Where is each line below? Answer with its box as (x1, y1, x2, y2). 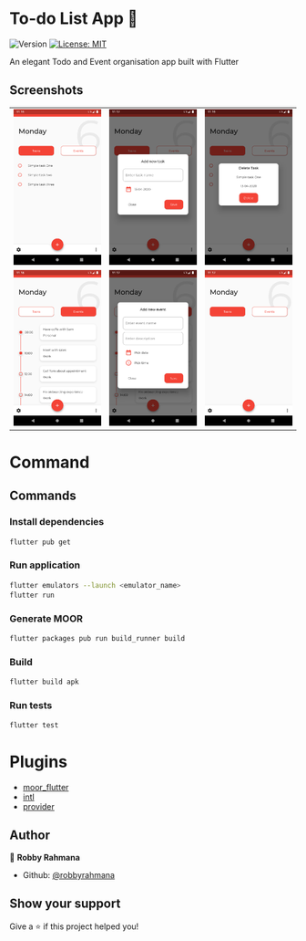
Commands (9, 488, 77, 504)
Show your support (9, 896, 121, 912)
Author (9, 828, 50, 843)
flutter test (9, 721, 59, 730)
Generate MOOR (9, 612, 84, 624)
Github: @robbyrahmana (22, 869, 116, 880)
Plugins (9, 752, 68, 772)
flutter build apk (9, 677, 79, 687)
